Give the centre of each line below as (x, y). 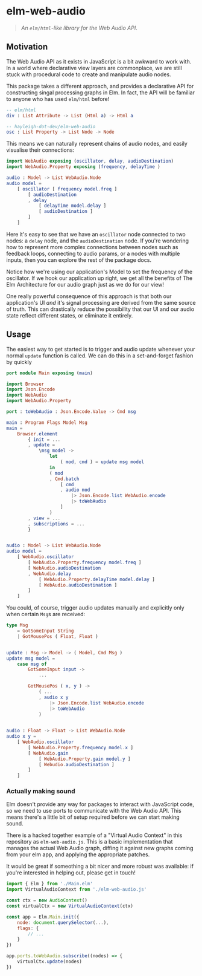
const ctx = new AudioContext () (47, 900)
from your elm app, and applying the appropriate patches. (78, 854)
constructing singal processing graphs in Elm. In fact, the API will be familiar (100, 93)
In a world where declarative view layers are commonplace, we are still (94, 68)
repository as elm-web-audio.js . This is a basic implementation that (90, 842)
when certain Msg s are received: (46, 614)
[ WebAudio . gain (48, 753)
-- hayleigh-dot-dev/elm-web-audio (51, 126)
